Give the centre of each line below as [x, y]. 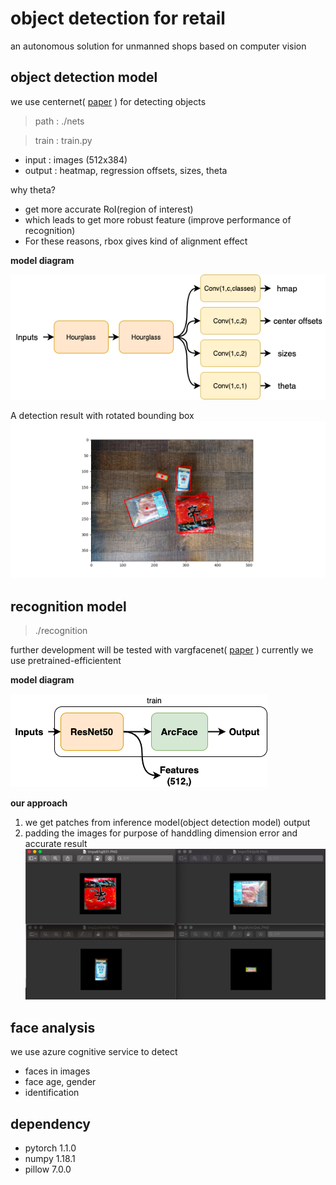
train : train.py [63, 140]
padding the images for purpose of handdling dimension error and [161, 833]
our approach [39, 803]
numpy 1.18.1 [50, 1159]
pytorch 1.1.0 [50, 1148]
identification [52, 1093]
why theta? [33, 189]
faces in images [57, 1071]
